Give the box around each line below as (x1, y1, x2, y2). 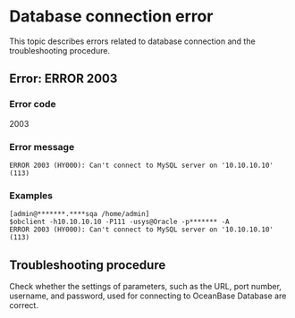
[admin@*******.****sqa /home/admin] (9, 210, 150, 219)
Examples (9, 189, 54, 202)
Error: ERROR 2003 (9, 71, 118, 87)
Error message (9, 140, 75, 153)
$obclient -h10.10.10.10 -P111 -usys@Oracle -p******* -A (9, 217, 230, 227)
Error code (9, 98, 56, 111)
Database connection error (9, 6, 214, 27)
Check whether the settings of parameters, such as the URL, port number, (9, 281, 282, 292)
